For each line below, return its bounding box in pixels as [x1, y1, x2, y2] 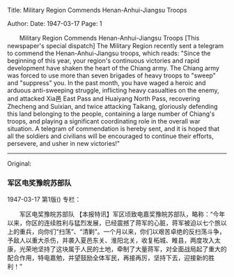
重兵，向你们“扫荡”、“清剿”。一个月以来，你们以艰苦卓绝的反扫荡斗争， [19, 227, 226, 236]
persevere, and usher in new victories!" [7, 140, 120, 147]
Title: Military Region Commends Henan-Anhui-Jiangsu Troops [7, 6, 187, 14]
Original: [7, 160, 32, 167]
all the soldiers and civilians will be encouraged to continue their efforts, [7, 132, 214, 140]
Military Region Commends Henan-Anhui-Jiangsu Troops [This [19, 34, 200, 42]
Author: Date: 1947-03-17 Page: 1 [7, 20, 102, 27]
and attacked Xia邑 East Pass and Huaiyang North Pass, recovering [7, 94, 201, 103]
